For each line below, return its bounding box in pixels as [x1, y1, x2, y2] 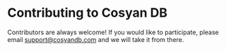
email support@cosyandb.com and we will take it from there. [7, 35, 184, 43]
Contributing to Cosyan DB [7, 5, 168, 21]
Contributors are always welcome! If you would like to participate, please [7, 28, 219, 36]
